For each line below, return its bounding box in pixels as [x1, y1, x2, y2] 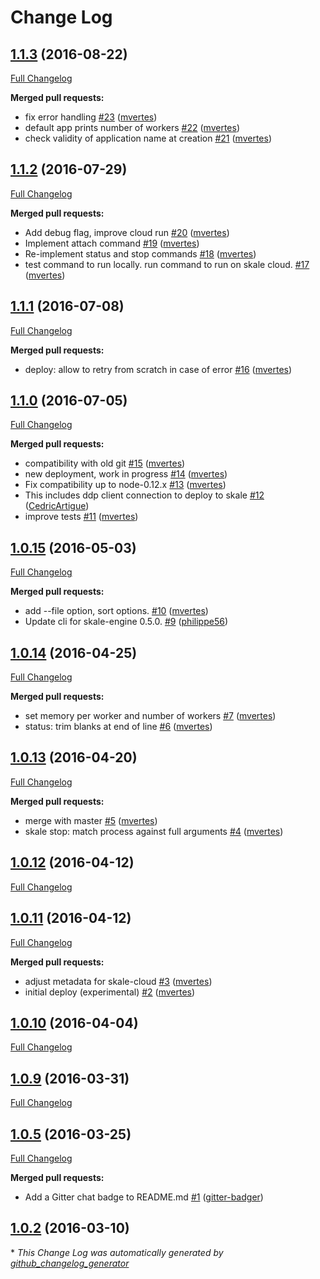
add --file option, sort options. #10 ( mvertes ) [24, 605, 209, 617]
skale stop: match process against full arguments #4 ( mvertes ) [24, 825, 284, 837]
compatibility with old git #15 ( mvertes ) [24, 457, 186, 470]
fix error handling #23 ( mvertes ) [24, 111, 158, 123]
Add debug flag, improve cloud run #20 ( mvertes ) [24, 226, 230, 238]
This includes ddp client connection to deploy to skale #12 [24, 489, 265, 501]
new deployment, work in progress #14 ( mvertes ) [24, 468, 228, 480]
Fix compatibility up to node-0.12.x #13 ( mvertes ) [24, 479, 227, 491]
